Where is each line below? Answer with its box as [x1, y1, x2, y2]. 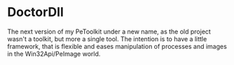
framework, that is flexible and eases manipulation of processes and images [7, 42, 228, 50]
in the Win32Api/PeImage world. [7, 50, 101, 58]
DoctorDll [7, 4, 64, 20]
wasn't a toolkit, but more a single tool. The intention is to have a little [7, 34, 207, 43]
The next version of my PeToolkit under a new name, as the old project [7, 27, 212, 36]
